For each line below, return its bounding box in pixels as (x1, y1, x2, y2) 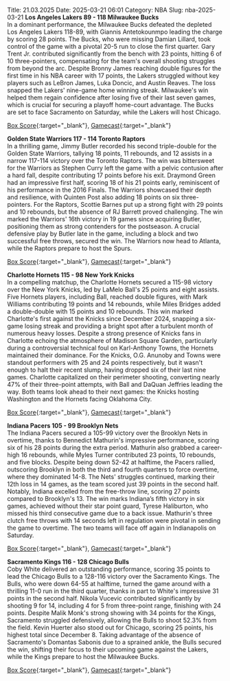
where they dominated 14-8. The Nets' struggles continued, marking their (7, 473, 215, 480)
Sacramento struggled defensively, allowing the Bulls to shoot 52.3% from (7, 616, 217, 624)
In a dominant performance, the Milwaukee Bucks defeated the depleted (7, 21, 212, 28)
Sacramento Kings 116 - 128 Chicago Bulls (7, 558, 129, 566)
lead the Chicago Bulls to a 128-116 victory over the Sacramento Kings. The (7, 572, 220, 580)
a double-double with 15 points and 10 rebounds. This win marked (7, 307, 194, 315)
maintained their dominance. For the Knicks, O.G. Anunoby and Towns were (7, 351, 221, 359)
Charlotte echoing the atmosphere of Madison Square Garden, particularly (7, 337, 218, 344)
